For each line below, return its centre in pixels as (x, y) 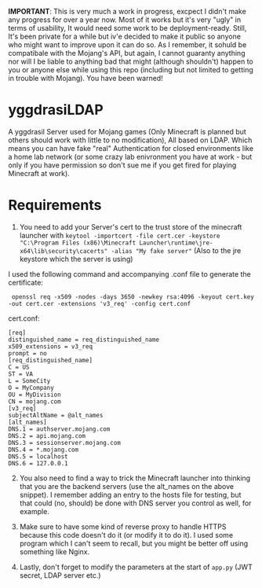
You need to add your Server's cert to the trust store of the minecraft (131, 226)
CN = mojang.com (35, 401)
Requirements (55, 206)
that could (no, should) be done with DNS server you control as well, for (135, 503)
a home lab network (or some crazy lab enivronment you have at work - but (130, 156)
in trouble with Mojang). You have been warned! (86, 78)
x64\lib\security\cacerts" (64, 251)
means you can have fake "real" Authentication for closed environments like (131, 148)
